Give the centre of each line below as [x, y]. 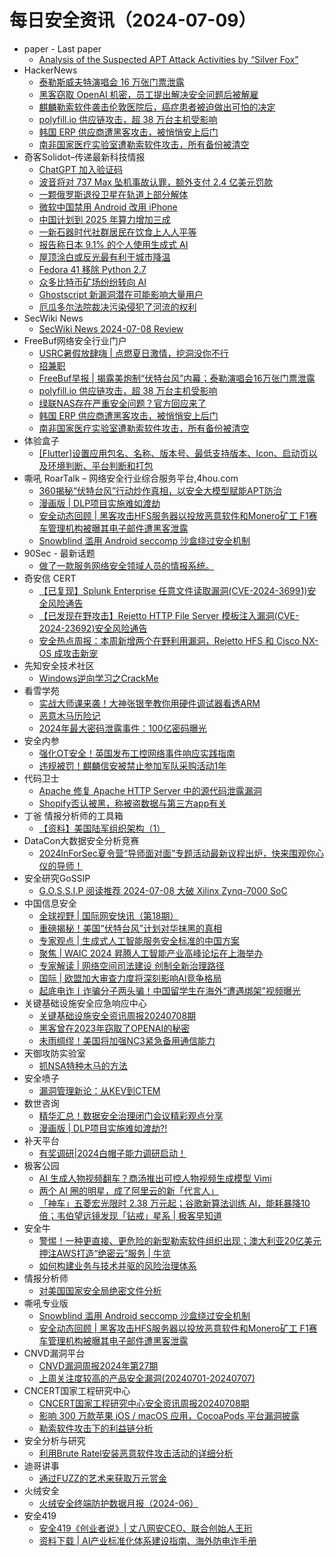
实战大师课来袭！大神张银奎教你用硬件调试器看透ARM [149, 703]
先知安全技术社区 [59, 665]
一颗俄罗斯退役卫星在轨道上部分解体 [113, 194]
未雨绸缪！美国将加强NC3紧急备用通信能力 [127, 1040]
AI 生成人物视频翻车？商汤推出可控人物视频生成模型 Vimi [155, 1178]
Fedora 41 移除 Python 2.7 [92, 269]
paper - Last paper [62, 48]
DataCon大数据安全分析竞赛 [81, 840]
